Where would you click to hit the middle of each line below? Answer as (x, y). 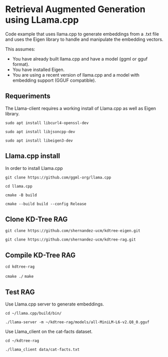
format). (21, 64)
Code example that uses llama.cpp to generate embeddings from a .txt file (82, 34)
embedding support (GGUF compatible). (54, 80)
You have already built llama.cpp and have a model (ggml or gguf (80, 58)
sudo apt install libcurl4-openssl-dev (47, 123)
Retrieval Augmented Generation (75, 9)
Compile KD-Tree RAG (40, 255)
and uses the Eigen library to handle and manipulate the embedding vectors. (84, 39)
